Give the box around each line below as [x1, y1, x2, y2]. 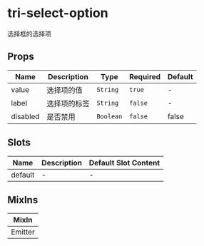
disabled [11, 111, 40, 121]
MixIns [7, 194, 39, 206]
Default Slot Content [88, 158, 160, 168]
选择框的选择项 [7, 29, 51, 38]
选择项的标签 [46, 98, 90, 108]
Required [129, 71, 161, 81]
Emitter [11, 227, 36, 237]
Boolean [96, 112, 123, 121]
